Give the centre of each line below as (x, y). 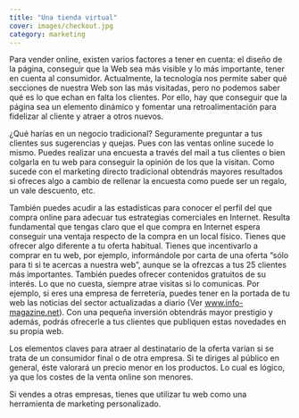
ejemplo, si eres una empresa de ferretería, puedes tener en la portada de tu (149, 293)
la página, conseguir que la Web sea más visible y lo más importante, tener (147, 69)
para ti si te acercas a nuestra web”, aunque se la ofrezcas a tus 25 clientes (148, 265)
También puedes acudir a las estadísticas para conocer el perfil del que (141, 208)
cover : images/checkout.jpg (62, 26)
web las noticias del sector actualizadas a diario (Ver (106, 303)
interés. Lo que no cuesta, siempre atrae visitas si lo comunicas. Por (135, 284)
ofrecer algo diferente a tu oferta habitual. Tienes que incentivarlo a (134, 246)
